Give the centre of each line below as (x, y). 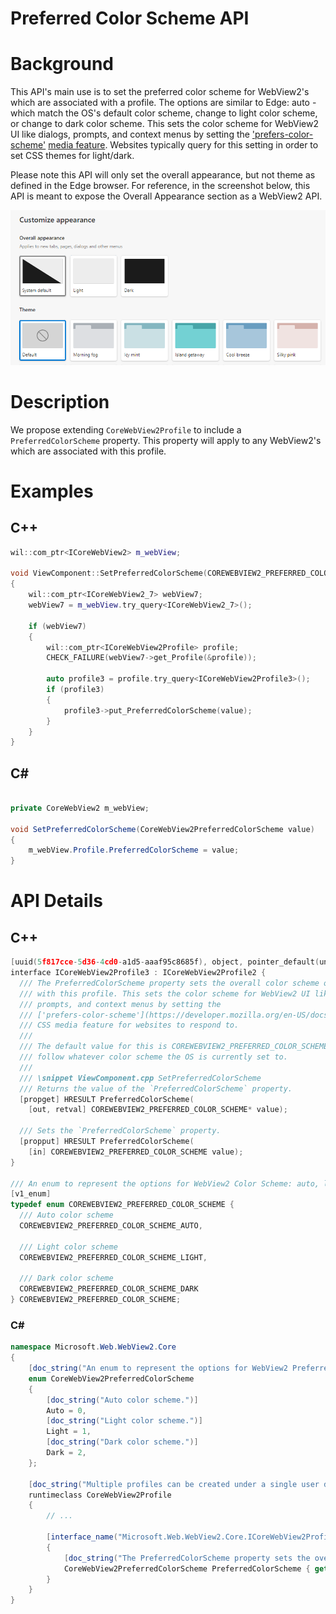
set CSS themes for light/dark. (72, 156)
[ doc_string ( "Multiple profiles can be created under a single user (174, 1484)
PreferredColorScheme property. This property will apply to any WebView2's (166, 440)
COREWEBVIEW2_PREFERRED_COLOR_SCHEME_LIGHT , (113, 1257)
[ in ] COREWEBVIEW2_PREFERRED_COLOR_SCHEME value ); (136, 1152)
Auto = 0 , (66, 1410)
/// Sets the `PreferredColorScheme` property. (120, 1131)
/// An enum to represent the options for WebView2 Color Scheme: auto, (165, 1183)
